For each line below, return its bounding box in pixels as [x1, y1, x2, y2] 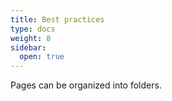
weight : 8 [10, 33, 52, 43]
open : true [19, 52, 65, 62]
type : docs [10, 24, 56, 34]
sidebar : [10, 42, 47, 53]
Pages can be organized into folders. [10, 79, 162, 91]
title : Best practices [10, 14, 105, 25]
